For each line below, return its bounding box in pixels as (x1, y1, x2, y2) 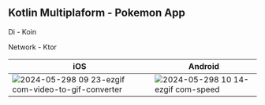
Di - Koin (8, 27, 37, 36)
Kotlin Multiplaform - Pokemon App (8, 6, 185, 20)
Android (188, 60, 219, 71)
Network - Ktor (8, 42, 58, 52)
